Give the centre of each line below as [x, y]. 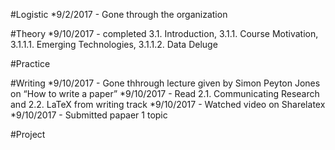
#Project [28, 134]
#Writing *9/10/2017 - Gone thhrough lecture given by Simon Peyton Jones [165, 83]
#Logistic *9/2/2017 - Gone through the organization [119, 14]
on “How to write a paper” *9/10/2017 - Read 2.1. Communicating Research [165, 93]
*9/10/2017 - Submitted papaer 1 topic [89, 115]
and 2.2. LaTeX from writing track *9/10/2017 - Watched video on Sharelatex [168, 104]
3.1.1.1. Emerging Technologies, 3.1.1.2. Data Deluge [114, 44]
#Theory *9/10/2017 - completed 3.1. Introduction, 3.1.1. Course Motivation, [164, 33]
